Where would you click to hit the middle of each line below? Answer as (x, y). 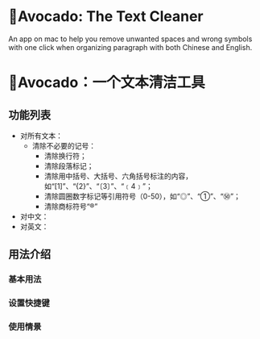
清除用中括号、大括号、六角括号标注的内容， (118, 176)
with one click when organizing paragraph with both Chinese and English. (130, 47)
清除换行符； (65, 156)
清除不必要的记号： (64, 145)
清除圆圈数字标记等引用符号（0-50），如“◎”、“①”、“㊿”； (142, 196)
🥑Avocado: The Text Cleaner (106, 17)
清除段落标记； (69, 165)
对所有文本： (41, 136)
